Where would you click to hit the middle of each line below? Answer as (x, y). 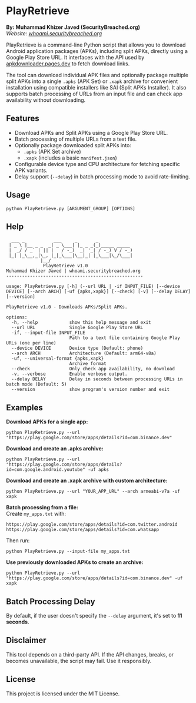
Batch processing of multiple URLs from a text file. (76, 139)
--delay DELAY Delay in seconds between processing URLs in (97, 379)
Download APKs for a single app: (47, 422)
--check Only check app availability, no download (93, 369)
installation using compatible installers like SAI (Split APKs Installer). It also (96, 87)
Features (23, 119)
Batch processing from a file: (42, 508)
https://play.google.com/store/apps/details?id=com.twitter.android (92, 525)
